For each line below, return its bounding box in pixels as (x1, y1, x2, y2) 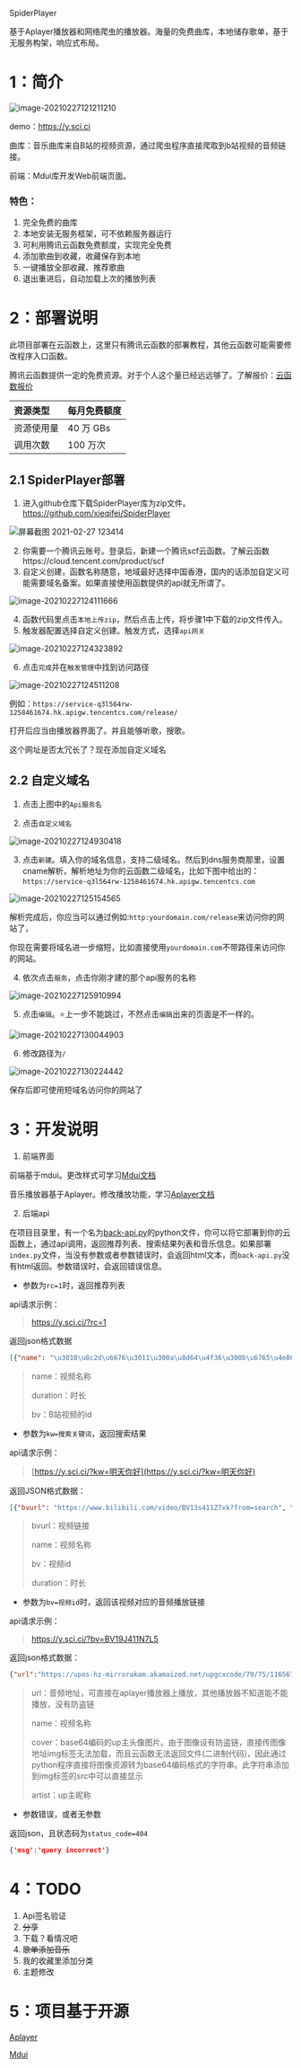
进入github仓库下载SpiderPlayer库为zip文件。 (21, 498, 191, 508)
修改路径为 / (21, 1047, 66, 1058)
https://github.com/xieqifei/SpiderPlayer (21, 508, 171, 518)
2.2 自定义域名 (9, 773, 90, 789)
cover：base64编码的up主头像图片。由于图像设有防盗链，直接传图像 (30, 1737, 287, 1748)
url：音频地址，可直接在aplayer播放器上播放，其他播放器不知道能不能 (30, 1688, 288, 1699)
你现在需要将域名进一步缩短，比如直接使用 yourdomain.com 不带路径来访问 (9, 941, 278, 952)
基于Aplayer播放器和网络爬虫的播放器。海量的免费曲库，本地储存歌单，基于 (9, 26, 289, 37)
